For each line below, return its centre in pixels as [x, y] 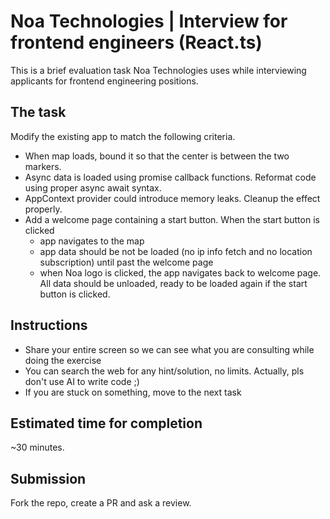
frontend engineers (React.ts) [136, 42]
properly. [43, 209]
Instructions [49, 325]
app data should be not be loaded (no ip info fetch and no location [176, 251]
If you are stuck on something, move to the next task [133, 392]
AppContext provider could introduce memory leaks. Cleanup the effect [172, 198]
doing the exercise [63, 360]
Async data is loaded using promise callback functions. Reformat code [170, 177]
